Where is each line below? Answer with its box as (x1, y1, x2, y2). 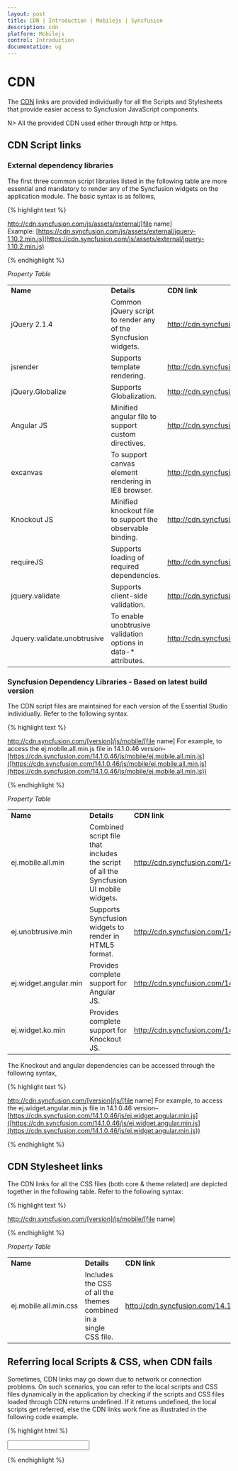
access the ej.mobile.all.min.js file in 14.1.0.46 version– (7, 744, 166, 753)
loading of (110, 552, 145, 562)
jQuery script (110, 306, 154, 316)
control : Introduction (7, 37, 74, 44)
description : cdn (7, 23, 59, 31)
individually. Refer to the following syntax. (7, 709, 129, 718)
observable (110, 523, 149, 533)
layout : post (7, 10, 46, 18)
